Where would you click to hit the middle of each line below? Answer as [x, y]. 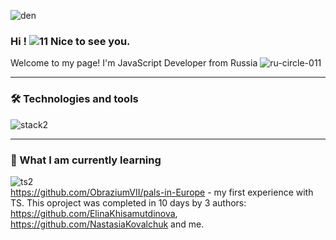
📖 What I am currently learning [86, 160]
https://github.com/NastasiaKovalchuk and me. [107, 224]
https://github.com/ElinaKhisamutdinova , [94, 213]
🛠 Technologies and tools [74, 99]
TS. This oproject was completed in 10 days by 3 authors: [128, 202]
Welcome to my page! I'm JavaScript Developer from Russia [134, 63]
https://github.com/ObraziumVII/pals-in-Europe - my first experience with [162, 192]
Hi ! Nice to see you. [70, 41]
